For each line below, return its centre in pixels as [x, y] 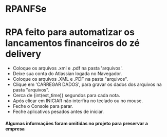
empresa [15, 129]
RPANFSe [26, 9]
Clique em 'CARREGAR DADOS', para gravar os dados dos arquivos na [87, 84]
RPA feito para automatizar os [70, 32]
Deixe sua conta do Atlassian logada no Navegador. [67, 74]
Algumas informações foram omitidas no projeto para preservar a [77, 123]
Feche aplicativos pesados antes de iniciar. [58, 112]
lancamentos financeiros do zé [73, 43]
